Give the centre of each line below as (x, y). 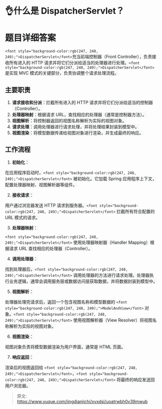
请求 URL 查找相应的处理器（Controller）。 (51, 248)
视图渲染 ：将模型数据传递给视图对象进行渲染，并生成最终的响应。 (78, 133)
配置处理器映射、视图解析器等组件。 (41, 185)
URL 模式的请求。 (22, 217)
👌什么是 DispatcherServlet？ (65, 11)
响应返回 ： (23, 357)
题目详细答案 (31, 38)
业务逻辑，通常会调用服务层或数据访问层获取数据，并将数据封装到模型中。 (83, 281)
